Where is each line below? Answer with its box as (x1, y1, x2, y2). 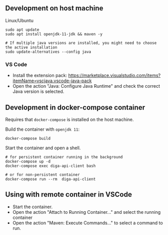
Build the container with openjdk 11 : (5, 126, 80, 132)
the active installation (5, 45, 58, 50)
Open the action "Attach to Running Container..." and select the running (12, 209, 161, 215)
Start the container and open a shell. (5, 145, 81, 151)
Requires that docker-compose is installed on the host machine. (5, 116, 134, 123)
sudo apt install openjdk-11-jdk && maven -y (5, 31, 102, 37)
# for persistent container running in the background (5, 154, 123, 159)
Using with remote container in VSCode (5, 190, 132, 199)
